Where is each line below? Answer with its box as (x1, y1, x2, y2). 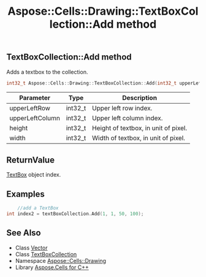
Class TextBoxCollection (15, 250, 77, 258)
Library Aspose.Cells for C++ (15, 264, 89, 271)
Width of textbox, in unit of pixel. (91, 134, 186, 142)
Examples (6, 189, 45, 199)
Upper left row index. (91, 104, 153, 113)
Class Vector (15, 244, 48, 251)
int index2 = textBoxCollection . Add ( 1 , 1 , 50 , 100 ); (6, 210, 144, 217)
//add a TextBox (17, 205, 59, 211)
